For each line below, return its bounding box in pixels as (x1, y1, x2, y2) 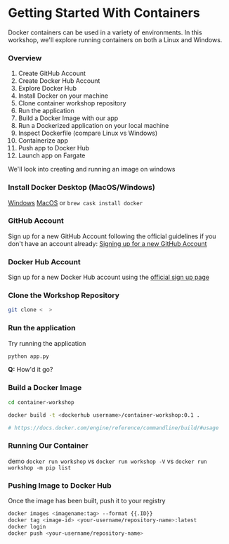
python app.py (8, 353, 50, 360)
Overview (8, 53, 42, 63)
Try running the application (8, 339, 86, 347)
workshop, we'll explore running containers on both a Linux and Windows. (8, 35, 223, 44)
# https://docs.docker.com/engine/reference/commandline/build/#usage (8, 424, 219, 432)
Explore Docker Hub (18, 84, 77, 93)
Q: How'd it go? (8, 365, 53, 374)
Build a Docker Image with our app (18, 114, 119, 122)
